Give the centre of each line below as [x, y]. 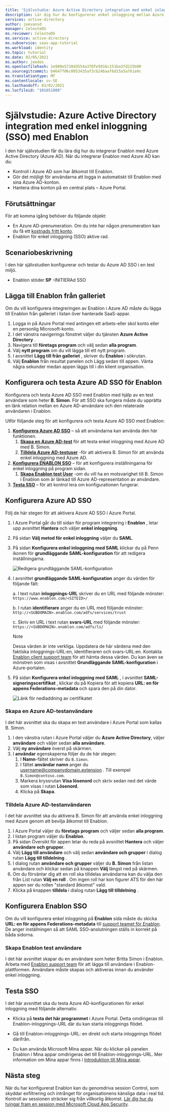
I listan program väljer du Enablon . [49, 836]
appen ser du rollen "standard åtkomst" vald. [59, 885]
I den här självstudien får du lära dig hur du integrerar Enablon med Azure [82, 151]
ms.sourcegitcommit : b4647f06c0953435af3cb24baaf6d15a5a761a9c [73, 72]
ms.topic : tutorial [26, 52]
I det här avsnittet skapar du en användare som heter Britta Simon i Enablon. [84, 959]
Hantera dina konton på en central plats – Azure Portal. [70, 188]
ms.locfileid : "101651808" [34, 90]
